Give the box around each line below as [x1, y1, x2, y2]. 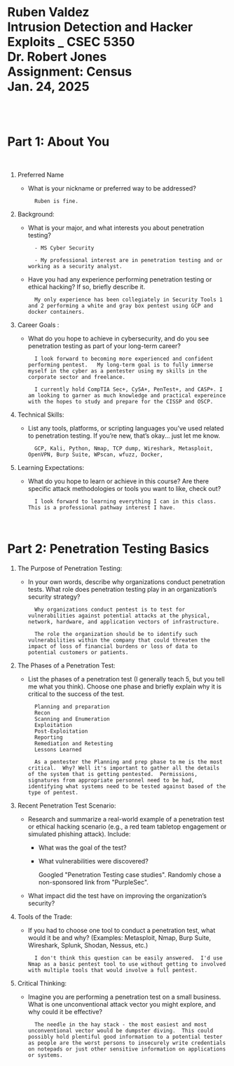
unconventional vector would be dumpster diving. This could [27, 1027, 214, 1034]
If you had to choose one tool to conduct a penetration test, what [27, 926, 216, 934]
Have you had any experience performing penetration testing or [27, 275, 212, 284]
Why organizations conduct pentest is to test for [34, 606, 186, 613]
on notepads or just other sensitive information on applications [27, 1045, 226, 1053]
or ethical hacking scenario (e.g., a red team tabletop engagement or [27, 822, 227, 831]
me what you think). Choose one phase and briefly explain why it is [27, 682, 222, 691]
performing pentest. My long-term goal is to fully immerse [27, 361, 214, 368]
